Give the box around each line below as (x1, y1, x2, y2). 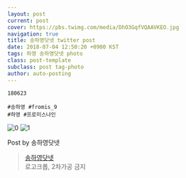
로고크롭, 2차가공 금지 (24, 162, 87, 171)
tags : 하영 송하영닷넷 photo (7, 51, 83, 58)
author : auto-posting (7, 70, 72, 77)
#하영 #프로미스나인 (7, 111, 56, 118)
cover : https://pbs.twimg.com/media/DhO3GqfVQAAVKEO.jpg (7, 23, 180, 31)
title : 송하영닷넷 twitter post (7, 37, 96, 44)
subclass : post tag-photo (7, 63, 84, 70)
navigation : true (7, 30, 59, 38)
